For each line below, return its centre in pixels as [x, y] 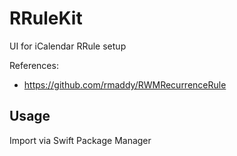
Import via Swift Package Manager [80, 140]
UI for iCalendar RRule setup [68, 46]
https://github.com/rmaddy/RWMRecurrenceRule [125, 84]
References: [34, 65]
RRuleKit [46, 18]
